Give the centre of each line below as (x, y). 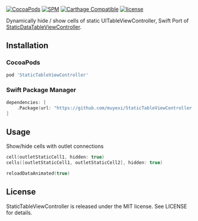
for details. (19, 212)
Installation (27, 45)
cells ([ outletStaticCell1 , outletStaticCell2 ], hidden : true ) (84, 163)
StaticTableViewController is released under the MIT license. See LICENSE (97, 206)
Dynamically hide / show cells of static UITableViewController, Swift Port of (98, 20)
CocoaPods (23, 62)
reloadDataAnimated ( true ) (38, 173)
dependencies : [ (26, 102)
